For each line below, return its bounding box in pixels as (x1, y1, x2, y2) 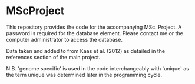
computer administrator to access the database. (6, 36, 123, 43)
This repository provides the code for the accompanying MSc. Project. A (6, 23, 182, 31)
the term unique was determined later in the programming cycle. (6, 71, 163, 78)
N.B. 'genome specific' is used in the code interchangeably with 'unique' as (6, 65, 190, 72)
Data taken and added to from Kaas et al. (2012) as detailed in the (6, 47, 166, 54)
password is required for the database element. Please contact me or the (6, 29, 184, 36)
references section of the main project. (6, 53, 101, 61)
